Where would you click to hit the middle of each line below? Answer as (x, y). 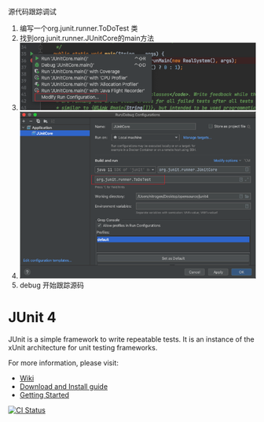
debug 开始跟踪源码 (51, 285)
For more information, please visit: (64, 363)
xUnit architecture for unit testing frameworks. (83, 347)
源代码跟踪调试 (32, 11)
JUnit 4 (32, 318)
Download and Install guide (64, 386)
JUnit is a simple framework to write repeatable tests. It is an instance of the (132, 339)
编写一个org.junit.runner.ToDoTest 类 (79, 28)
